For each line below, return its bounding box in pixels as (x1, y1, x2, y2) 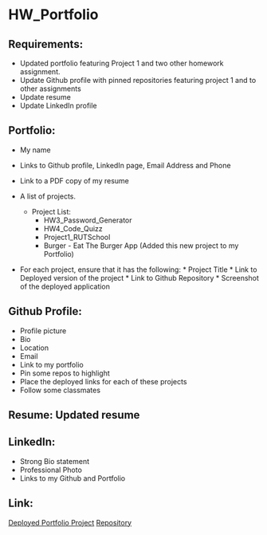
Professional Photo (19, 465, 82, 474)
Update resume (19, 92, 72, 101)
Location (19, 343, 49, 352)
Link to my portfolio (19, 360, 84, 369)
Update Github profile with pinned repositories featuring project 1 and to (19, 76, 257, 85)
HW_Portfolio (8, 6, 99, 24)
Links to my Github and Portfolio (19, 473, 126, 483)
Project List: (31, 207, 72, 216)
